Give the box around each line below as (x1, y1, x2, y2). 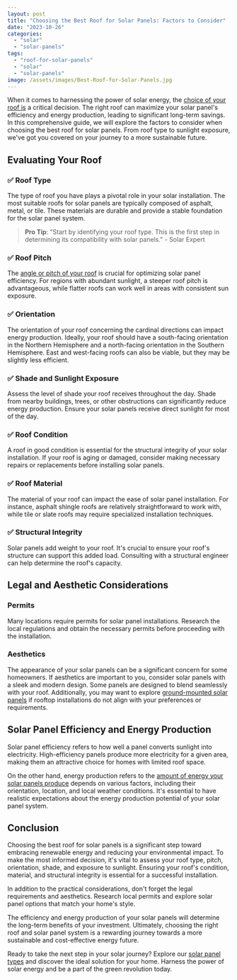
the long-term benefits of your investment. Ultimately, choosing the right (7, 921, 219, 930)
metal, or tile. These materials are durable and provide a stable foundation (7, 206, 223, 215)
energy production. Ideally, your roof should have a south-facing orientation (7, 333, 229, 341)
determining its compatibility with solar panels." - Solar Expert (24, 235, 205, 244)
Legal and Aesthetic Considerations (7, 579, 168, 591)
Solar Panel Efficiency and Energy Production (7, 724, 212, 736)
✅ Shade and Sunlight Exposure (7, 373, 119, 383)
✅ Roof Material (7, 479, 63, 489)
